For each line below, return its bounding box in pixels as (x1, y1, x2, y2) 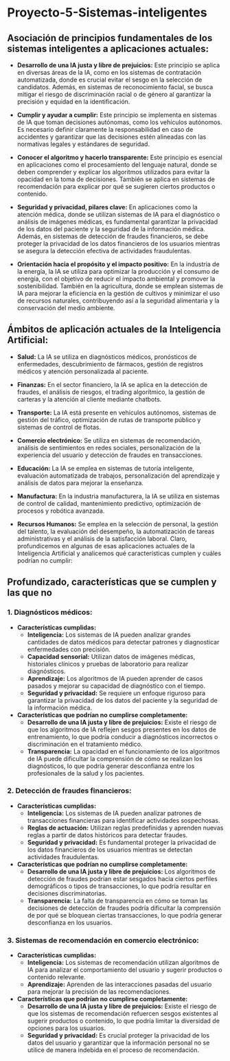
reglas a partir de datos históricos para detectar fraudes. (27, 830, 188, 839)
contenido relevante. (27, 973, 86, 981)
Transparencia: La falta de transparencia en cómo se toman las (27, 896, 208, 905)
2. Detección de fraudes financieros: (7, 786, 132, 795)
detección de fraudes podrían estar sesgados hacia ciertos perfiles (27, 874, 218, 883)
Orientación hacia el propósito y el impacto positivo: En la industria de (16, 260, 220, 268)
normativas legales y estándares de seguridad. (16, 140, 150, 148)
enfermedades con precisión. (27, 645, 111, 653)
